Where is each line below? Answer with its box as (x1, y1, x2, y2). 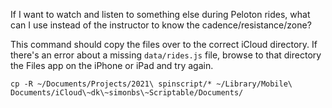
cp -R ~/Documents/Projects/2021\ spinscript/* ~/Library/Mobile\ (10, 79, 293, 89)
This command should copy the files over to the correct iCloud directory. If (10, 39, 318, 50)
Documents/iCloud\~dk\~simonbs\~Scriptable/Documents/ (10, 88, 244, 98)
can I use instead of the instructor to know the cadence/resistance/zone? (10, 19, 312, 31)
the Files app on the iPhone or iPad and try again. (10, 60, 214, 71)
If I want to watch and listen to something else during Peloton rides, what (10, 9, 311, 20)
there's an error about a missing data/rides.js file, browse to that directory (10, 49, 322, 61)
